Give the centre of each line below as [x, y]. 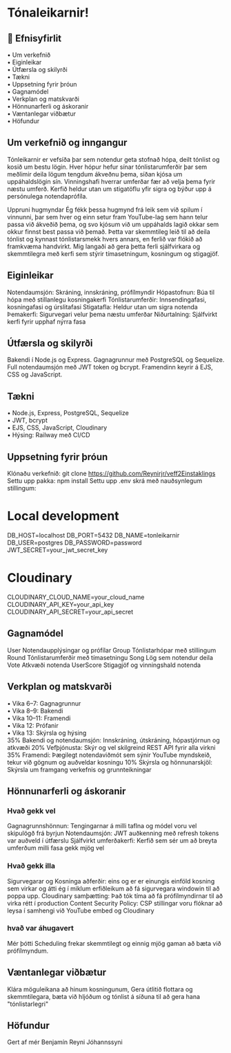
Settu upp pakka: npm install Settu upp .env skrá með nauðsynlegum [105, 481]
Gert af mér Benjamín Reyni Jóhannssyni [65, 1042]
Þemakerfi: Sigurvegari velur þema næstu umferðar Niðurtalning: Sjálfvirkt [112, 314]
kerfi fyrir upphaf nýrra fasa [47, 321]
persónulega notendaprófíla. [48, 196]
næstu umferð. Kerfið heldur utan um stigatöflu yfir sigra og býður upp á [109, 189]
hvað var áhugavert [41, 928]
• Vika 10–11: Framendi [39, 718]
